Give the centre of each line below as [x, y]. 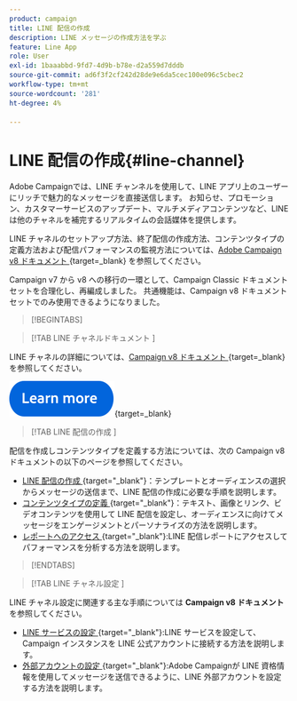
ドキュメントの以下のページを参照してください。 [98, 462]
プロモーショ [251, 198]
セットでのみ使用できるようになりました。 [87, 302]
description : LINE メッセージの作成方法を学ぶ [88, 37]
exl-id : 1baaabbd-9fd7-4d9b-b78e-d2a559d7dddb [97, 66]
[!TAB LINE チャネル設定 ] [78, 584]
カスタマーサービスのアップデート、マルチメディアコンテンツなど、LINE [156, 209]
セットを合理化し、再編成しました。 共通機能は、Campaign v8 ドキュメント [148, 291]
